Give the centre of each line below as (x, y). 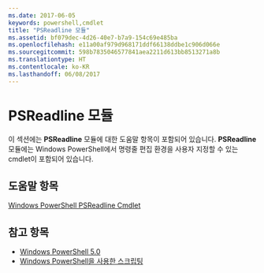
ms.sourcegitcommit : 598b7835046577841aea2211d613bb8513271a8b (114, 52)
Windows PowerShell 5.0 (60, 252)
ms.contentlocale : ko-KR (49, 67)
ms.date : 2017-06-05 (42, 15)
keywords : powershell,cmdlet (56, 23)
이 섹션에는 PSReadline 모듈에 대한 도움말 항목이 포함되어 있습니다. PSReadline (132, 139)
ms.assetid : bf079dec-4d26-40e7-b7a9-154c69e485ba (93, 37)
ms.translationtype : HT (47, 60)
